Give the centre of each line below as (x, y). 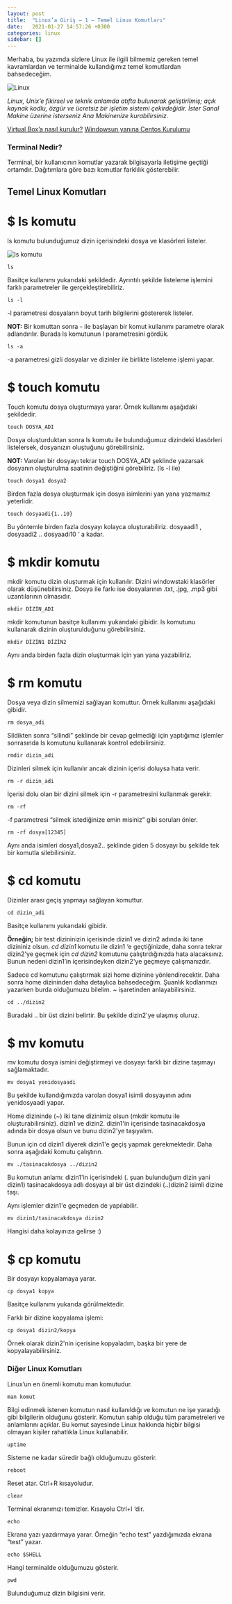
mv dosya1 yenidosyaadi (42, 1083)
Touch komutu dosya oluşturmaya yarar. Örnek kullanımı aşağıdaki (102, 407)
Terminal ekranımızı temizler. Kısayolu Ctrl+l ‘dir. (76, 1509)
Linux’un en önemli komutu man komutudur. (70, 1384)
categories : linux (34, 33)
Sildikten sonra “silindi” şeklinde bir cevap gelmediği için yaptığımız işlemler (115, 735)
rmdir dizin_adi (31, 755)
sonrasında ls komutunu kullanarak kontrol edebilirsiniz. (86, 743)
